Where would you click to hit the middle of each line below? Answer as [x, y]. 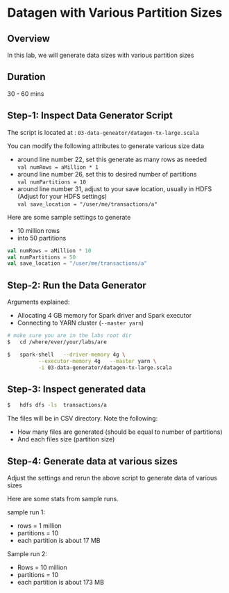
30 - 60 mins [26, 94]
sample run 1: [26, 512]
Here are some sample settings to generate [69, 217]
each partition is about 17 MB [59, 540]
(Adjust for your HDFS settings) [62, 196]
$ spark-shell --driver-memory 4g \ [67, 355]
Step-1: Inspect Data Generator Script [90, 116]
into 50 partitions [42, 238]
